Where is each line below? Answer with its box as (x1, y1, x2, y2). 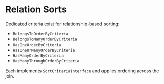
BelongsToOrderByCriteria (12, 31, 68, 36)
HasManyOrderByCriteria (12, 53, 64, 58)
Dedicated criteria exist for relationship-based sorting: (5, 20, 120, 27)
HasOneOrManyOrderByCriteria (12, 48, 75, 53)
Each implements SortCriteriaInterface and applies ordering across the (5, 68, 159, 74)
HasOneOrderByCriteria (12, 42, 61, 47)
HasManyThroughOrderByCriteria (12, 58, 80, 64)
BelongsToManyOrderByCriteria (12, 37, 78, 42)
